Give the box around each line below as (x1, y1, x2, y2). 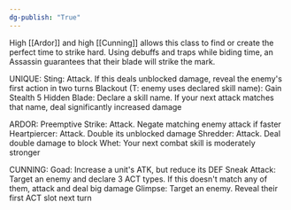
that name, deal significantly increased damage (9, 101, 182, 112)
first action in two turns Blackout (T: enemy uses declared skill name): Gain (9, 82, 282, 93)
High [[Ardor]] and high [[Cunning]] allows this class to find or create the (9, 37, 274, 48)
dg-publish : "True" (9, 12, 81, 22)
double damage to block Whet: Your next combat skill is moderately (9, 137, 257, 148)
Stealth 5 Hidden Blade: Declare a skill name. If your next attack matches (9, 92, 274, 103)
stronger (9, 147, 41, 158)
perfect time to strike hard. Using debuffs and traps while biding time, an (9, 46, 274, 58)
